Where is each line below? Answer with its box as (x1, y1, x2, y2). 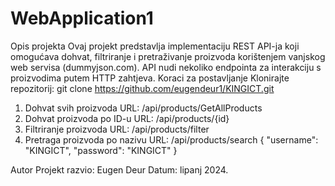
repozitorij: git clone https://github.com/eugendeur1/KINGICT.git (10, 82, 275, 94)
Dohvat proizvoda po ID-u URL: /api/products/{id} (24, 112, 230, 124)
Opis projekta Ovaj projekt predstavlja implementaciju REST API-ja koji (10, 40, 300, 52)
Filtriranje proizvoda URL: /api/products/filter (24, 123, 210, 135)
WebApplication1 (10, 7, 154, 30)
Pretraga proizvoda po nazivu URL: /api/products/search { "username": (24, 133, 319, 146)
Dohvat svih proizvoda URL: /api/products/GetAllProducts (24, 102, 263, 114)
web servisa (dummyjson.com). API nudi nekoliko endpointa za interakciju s (10, 61, 322, 73)
